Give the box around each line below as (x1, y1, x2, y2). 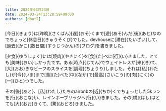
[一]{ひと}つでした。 (5, 78, 47, 84)
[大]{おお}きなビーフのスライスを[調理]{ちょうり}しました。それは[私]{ (5, 66, 150, 72)
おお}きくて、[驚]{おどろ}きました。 (23, 101, 97, 107)
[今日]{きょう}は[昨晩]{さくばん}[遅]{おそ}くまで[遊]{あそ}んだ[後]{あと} (5, 31, 153, 37)
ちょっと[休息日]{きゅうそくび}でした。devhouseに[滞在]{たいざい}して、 (9, 37, 161, 42)
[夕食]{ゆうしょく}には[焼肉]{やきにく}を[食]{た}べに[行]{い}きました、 (5, 53, 150, 59)
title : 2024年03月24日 (5, 7, 50, 12)
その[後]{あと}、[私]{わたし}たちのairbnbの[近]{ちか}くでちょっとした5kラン (5, 88, 161, 94)
